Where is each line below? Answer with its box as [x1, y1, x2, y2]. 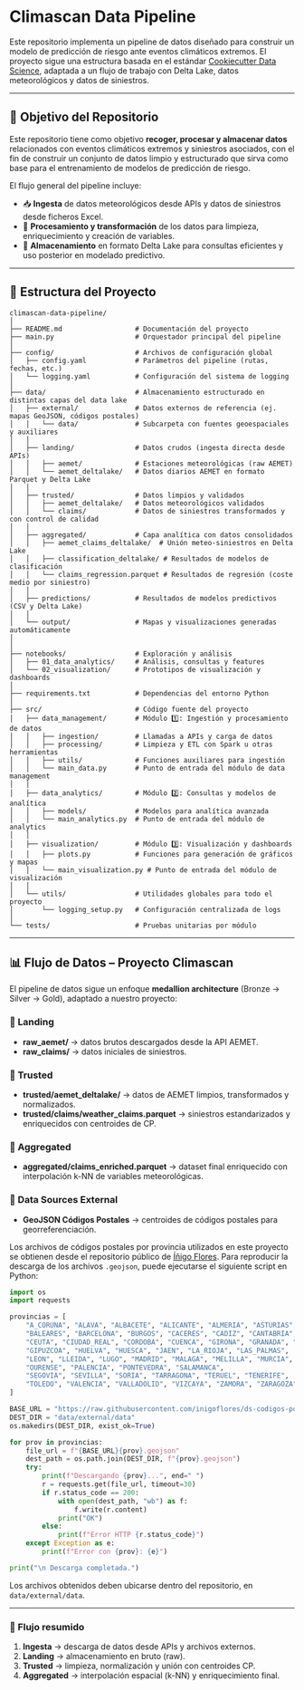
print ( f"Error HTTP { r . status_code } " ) [57, 1531, 204, 1540]
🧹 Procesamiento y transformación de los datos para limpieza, [22, 220, 260, 232]
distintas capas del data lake [9, 396, 128, 405]
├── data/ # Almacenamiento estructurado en [9, 388, 265, 397]
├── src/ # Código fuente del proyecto [9, 705, 249, 714]
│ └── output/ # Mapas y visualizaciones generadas [9, 618, 278, 627]
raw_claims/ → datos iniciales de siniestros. [22, 1046, 187, 1057]
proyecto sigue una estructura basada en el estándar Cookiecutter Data [9, 55, 277, 66]
